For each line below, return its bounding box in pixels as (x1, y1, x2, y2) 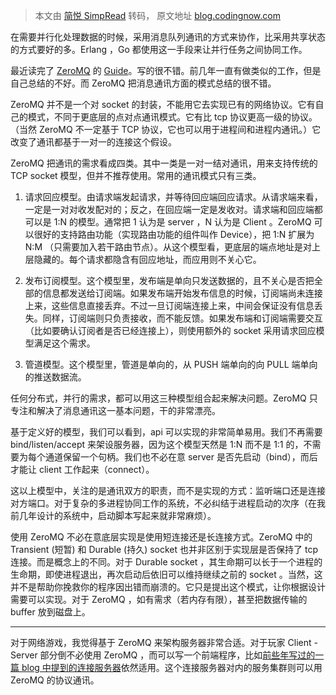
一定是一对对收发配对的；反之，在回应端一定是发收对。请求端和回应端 (24, 204, 315, 215)
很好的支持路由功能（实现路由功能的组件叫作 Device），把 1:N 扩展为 (33, 229, 315, 240)
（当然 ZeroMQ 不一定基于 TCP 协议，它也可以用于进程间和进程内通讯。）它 (10, 124, 322, 135)
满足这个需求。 (33, 337, 96, 349)
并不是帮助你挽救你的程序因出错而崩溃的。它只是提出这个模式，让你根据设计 (10, 581, 326, 593)
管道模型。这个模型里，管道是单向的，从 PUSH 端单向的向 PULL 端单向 (24, 359, 318, 370)
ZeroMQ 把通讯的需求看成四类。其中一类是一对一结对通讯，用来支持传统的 (10, 157, 318, 169)
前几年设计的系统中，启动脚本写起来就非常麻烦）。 (10, 510, 217, 521)
